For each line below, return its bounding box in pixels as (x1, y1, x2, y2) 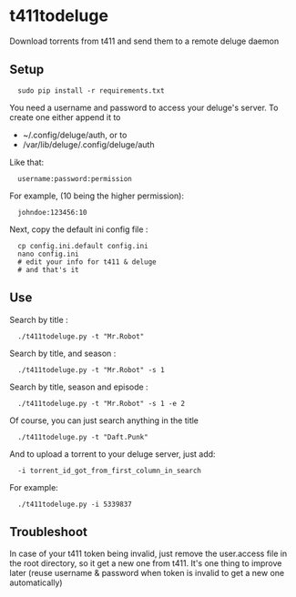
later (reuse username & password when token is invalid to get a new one (9, 568, 285, 579)
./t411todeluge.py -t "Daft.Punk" (17, 432, 148, 441)
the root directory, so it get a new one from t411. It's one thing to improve (9, 558, 282, 569)
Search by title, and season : (9, 348, 117, 359)
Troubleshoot (9, 524, 88, 540)
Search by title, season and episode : (9, 381, 148, 392)
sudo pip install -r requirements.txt (17, 86, 166, 96)
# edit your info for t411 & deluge (17, 257, 157, 267)
